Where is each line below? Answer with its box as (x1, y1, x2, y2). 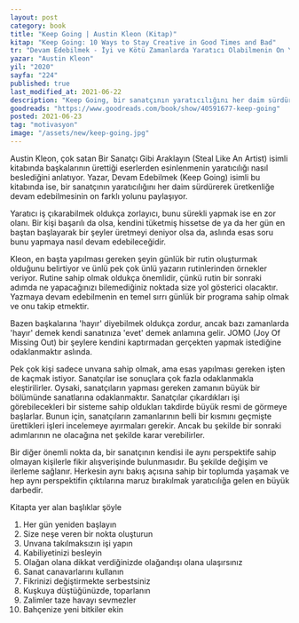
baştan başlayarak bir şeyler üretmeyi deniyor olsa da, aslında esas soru (10, 227, 274, 237)
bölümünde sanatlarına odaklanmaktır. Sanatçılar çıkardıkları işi (10, 392, 240, 403)
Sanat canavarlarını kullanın (22, 566, 124, 577)
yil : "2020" (10, 63, 54, 72)
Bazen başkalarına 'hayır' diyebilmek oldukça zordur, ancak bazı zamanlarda (10, 317, 289, 329)
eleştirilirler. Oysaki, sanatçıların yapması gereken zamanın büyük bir (10, 382, 261, 393)
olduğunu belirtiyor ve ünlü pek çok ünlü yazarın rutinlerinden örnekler (10, 263, 267, 274)
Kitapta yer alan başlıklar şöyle (10, 501, 122, 512)
